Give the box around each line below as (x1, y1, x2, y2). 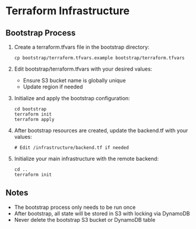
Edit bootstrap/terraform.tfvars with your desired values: (14, 65, 153, 72)
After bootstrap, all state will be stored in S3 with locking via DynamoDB (14, 209, 191, 217)
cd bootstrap (14, 106, 47, 112)
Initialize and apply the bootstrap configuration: (14, 95, 130, 101)
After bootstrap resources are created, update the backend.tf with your (14, 127, 188, 134)
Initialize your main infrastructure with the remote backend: (14, 155, 159, 162)
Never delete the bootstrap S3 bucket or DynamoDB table (14, 216, 156, 223)
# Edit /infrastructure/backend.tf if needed (14, 145, 129, 151)
